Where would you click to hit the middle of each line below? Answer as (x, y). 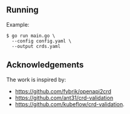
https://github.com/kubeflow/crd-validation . (70, 104)
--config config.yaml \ (41, 41)
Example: (18, 24)
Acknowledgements (45, 65)
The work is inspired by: (36, 79)
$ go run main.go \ (31, 36)
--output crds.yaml (36, 46)
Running (23, 10)
